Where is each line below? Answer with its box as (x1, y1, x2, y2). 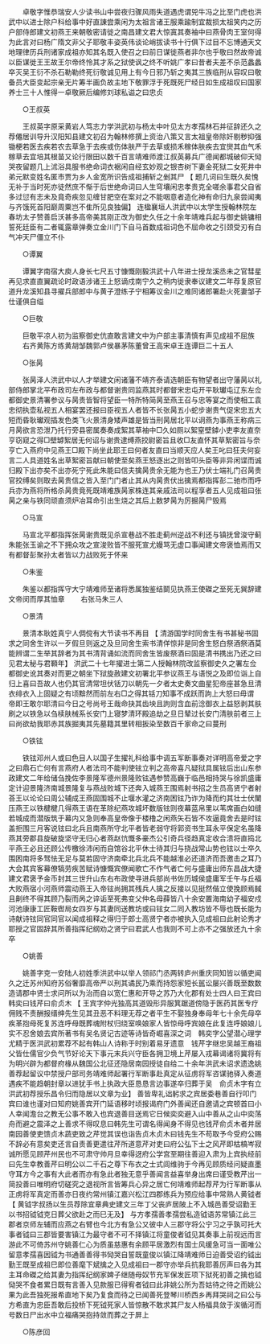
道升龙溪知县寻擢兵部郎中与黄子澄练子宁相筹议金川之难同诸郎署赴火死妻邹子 (8, 286, 262, 296)
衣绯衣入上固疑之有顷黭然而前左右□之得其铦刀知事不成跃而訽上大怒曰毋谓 (8, 688, 255, 698)
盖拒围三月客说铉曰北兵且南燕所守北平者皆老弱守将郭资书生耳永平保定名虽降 (8, 824, 262, 832)
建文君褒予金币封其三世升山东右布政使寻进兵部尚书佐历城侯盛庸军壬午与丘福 (8, 873, 262, 883)
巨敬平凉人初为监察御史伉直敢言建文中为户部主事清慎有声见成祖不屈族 (22, 331, 255, 340)
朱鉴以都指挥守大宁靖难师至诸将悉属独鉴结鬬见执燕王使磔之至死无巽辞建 (22, 584, 262, 594)
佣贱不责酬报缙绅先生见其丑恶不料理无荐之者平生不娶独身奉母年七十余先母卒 (8, 1009, 262, 1017)
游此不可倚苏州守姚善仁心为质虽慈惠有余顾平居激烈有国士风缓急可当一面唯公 (8, 1239, 262, 1249)
